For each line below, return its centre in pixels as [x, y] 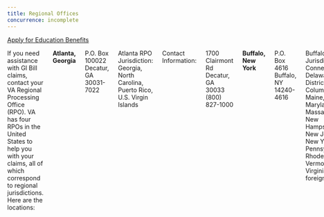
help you [20, 149]
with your [21, 155]
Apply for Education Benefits [48, 39]
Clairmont [219, 60]
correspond [24, 178]
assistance [22, 60]
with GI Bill [22, 68]
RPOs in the [24, 126]
